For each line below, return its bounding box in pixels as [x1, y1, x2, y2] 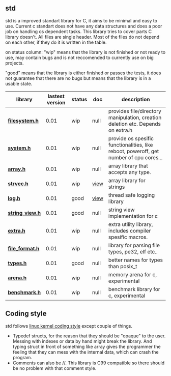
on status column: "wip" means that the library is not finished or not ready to [5, 49, 166, 55]
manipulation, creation [108, 114, 162, 121]
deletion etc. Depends [108, 120, 161, 127]
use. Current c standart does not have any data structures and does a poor [5, 23, 162, 29]
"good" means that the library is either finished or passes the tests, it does [5, 70, 161, 76]
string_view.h [8, 209, 41, 216]
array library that [108, 162, 149, 169]
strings [108, 183, 125, 190]
